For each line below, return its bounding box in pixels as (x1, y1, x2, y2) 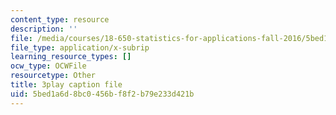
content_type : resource (10, 14, 110, 25)
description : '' (10, 24, 78, 34)
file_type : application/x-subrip (10, 42, 150, 53)
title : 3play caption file (10, 80, 123, 90)
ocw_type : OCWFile (10, 61, 87, 71)
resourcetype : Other (10, 71, 97, 81)
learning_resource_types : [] (10, 52, 132, 62)
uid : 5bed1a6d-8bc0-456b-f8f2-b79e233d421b (10, 89, 195, 99)
